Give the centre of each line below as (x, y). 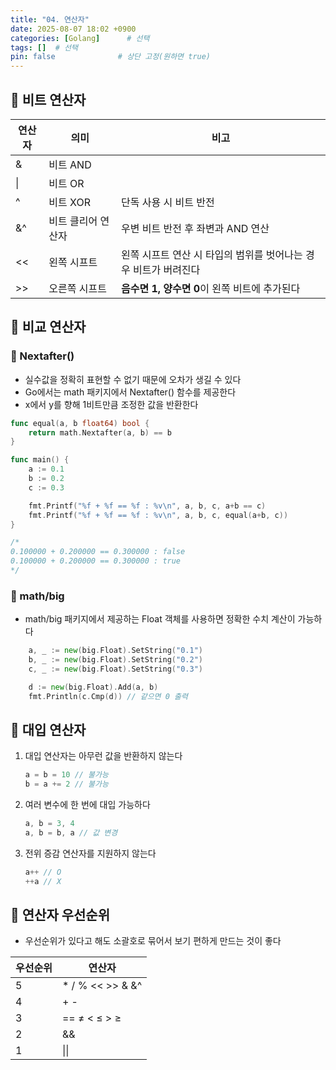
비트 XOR (69, 202)
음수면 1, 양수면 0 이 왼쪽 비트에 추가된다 (210, 288)
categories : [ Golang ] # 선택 (80, 38)
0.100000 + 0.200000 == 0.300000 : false (98, 552)
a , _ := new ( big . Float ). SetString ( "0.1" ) (115, 651)
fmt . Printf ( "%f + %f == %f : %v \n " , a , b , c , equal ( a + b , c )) (158, 515)
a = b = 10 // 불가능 (66, 775)
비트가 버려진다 (166, 269)
